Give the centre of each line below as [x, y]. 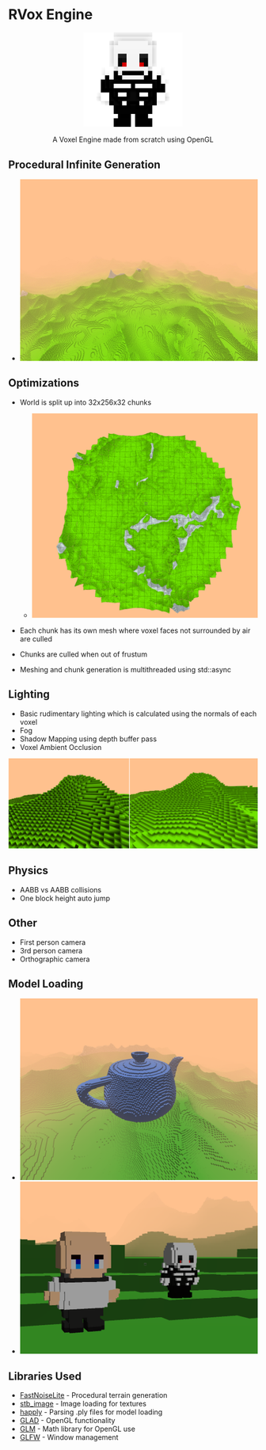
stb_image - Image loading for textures [83, 1404]
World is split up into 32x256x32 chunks [85, 402]
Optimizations [44, 383]
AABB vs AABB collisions [60, 889]
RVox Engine [51, 15]
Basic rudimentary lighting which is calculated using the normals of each [138, 714]
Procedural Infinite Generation [84, 164]
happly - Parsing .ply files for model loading [91, 1412]
